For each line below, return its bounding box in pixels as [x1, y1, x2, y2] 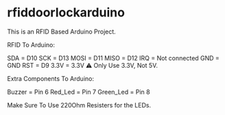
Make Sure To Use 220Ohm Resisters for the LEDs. [7, 101, 152, 109]
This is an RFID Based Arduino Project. [7, 27, 117, 36]
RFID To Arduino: [7, 40, 55, 49]
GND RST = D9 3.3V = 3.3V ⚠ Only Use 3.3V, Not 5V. [7, 61, 158, 69]
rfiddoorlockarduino [7, 5, 126, 21]
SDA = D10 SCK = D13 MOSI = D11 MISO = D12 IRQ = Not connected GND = [7, 53, 220, 62]
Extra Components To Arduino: [7, 74, 95, 83]
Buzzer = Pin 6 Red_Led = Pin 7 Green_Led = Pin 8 [7, 88, 150, 96]
